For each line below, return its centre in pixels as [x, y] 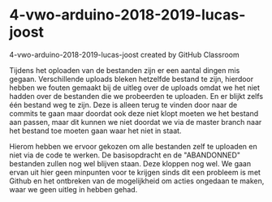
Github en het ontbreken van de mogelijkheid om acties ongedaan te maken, [137, 181]
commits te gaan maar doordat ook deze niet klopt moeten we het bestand [134, 113]
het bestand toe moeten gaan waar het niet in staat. [95, 131]
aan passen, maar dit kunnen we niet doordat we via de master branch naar [136, 122]
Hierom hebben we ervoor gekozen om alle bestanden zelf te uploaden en [134, 146]
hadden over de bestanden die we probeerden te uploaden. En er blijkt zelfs [136, 96]
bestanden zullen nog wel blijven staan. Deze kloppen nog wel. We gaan [130, 163]
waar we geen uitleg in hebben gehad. [73, 189]
